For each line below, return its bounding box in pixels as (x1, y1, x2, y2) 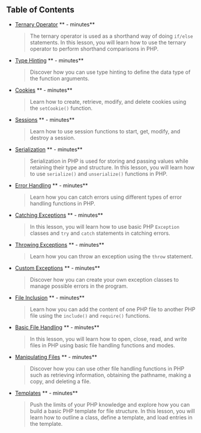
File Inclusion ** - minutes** (14, 294, 85, 301)
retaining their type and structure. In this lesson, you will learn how (29, 163, 195, 171)
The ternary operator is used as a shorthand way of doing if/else (29, 32, 193, 40)
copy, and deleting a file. (29, 378, 91, 385)
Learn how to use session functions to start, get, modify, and (29, 127, 181, 135)
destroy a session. (29, 134, 76, 141)
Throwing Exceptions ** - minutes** (14, 241, 104, 248)
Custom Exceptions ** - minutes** (14, 264, 100, 271)
